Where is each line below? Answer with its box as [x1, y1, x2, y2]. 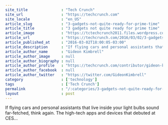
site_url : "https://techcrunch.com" [5, 12, 120, 17]
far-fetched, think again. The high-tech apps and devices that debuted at [5, 110, 156, 116]
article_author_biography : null [5, 58, 75, 63]
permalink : [5, 86, 64, 91]
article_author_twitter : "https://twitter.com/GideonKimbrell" [5, 72, 146, 77]
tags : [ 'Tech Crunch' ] [5, 81, 99, 86]
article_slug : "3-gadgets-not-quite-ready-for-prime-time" [5, 21, 160, 26]
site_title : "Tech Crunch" [5, 7, 95, 12]
